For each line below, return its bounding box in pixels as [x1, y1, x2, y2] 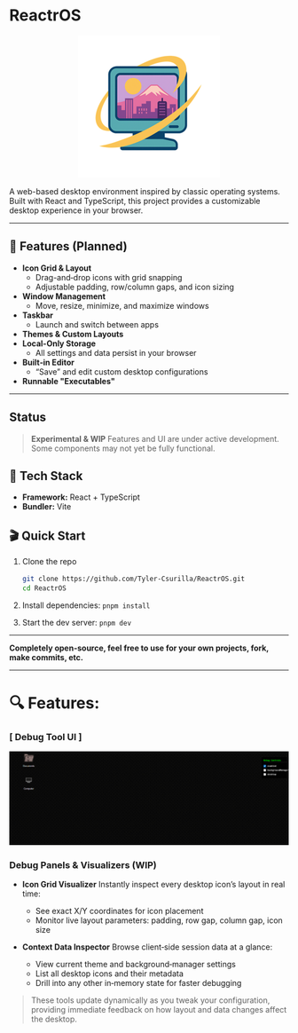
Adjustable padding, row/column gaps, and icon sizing [35, 281, 235, 292]
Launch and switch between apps [35, 319, 160, 329]
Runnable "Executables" [21, 375, 115, 386]
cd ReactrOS [21, 584, 67, 593]
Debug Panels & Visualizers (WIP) [9, 858, 157, 871]
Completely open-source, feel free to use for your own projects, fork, [9, 643, 269, 653]
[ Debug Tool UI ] [9, 731, 82, 744]
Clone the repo [21, 556, 77, 567]
